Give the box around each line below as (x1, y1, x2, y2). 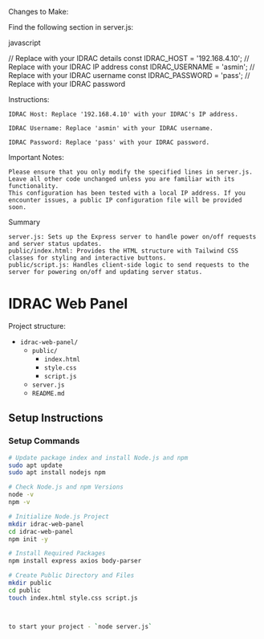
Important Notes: (8, 153, 64, 162)
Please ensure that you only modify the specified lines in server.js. (8, 168, 253, 176)
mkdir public (8, 579, 52, 587)
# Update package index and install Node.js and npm (8, 453, 189, 461)
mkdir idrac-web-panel (8, 520, 84, 528)
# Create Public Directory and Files (8, 571, 135, 580)
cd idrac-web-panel (8, 527, 74, 535)
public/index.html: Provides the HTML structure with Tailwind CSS (8, 247, 239, 255)
